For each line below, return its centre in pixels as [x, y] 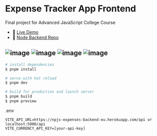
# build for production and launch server [50, 92]
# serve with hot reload [31, 78]
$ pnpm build [19, 97]
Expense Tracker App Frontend [71, 9]
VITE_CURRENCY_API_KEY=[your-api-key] [45, 128]
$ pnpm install [21, 69]
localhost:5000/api [25, 124]
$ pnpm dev [16, 83]
